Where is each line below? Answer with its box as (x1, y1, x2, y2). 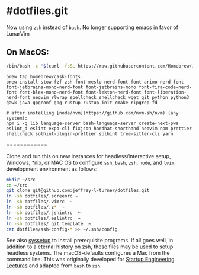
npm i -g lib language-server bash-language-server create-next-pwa (6, 120, 179, 126)
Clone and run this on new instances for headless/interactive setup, (6, 152, 171, 159)
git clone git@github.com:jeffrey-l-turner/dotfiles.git (6, 188, 150, 194)
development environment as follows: (6, 165, 98, 172)
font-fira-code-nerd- (138, 84, 192, 90)
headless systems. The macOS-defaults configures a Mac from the (6, 250, 170, 257)
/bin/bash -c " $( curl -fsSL (6, 63, 76, 69)
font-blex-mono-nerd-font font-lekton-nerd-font (19, 89, 142, 95)
